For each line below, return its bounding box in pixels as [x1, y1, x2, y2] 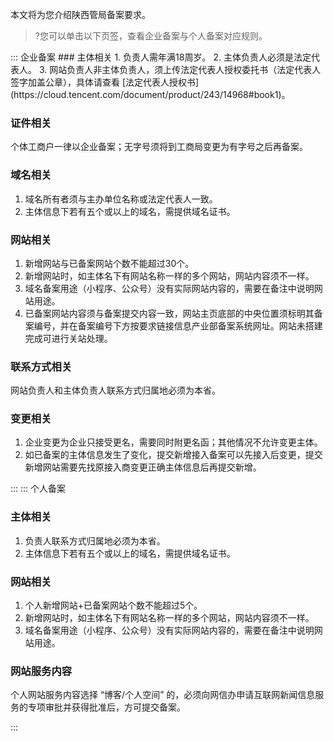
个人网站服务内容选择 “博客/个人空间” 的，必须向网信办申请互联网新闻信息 [10, 689, 316, 701]
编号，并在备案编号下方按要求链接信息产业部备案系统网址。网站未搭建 [33, 319, 323, 332]
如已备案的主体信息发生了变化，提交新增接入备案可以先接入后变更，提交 [24, 449, 323, 461]
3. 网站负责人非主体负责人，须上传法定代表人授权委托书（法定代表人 [38, 64, 322, 75]
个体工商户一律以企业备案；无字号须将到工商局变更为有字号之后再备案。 [10, 141, 308, 153]
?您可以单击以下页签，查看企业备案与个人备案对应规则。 [34, 30, 268, 42]
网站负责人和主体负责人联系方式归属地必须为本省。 [10, 384, 221, 397]
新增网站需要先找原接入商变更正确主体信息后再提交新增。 [24, 461, 262, 473]
